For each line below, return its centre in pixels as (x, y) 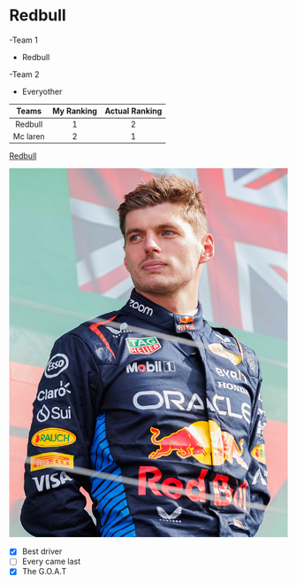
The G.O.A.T (44, 572)
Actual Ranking (133, 111)
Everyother (42, 91)
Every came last (51, 562)
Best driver (42, 551)
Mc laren (29, 136)
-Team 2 (24, 74)
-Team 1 (23, 40)
